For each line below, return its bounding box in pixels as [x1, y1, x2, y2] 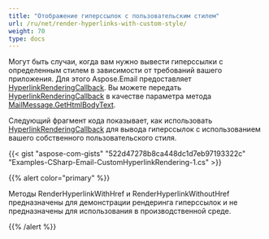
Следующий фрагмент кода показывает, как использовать [8, 115, 213, 126]
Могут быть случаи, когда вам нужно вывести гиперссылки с [8, 57, 223, 67]
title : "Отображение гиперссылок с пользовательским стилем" [8, 11, 220, 20]
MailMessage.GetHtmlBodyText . [8, 100, 116, 110]
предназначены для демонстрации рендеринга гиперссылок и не [8, 198, 238, 207]
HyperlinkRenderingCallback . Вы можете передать [8, 83, 182, 93]
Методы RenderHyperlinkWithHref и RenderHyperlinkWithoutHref [8, 189, 230, 199]
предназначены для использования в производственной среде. [8, 206, 232, 216]
